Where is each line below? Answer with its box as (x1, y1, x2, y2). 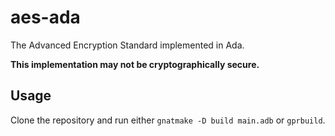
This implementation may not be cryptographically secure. (10, 58, 260, 70)
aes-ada (10, 6, 81, 29)
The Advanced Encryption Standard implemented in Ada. (10, 39, 245, 51)
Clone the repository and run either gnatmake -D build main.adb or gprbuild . (10, 114, 326, 126)
